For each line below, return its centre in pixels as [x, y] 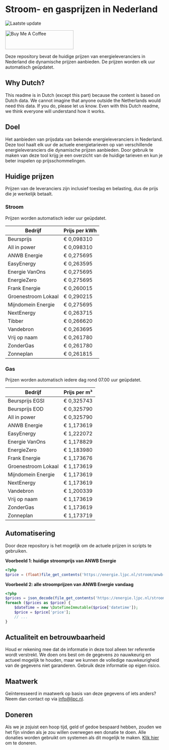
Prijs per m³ [78, 392]
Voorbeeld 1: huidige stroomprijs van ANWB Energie [61, 560]
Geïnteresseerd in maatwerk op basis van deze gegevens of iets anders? [81, 694]
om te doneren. [21, 743]
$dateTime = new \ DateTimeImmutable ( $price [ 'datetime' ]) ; [76, 608]
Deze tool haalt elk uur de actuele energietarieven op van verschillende [79, 144]
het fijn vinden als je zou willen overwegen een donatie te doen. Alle [76, 732]
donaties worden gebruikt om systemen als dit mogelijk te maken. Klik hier [82, 738]
